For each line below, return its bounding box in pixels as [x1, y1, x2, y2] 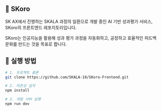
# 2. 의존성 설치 [5, 84, 35, 89]
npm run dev [5, 101, 30, 106]
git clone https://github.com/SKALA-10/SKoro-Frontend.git [5, 74, 129, 80]
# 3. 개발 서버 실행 [5, 97, 41, 102]
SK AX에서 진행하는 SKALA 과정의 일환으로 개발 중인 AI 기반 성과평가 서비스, [5, 18, 153, 24]
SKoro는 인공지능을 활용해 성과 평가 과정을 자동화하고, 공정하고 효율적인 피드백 [5, 35, 157, 41]
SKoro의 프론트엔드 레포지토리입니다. [5, 24, 77, 30]
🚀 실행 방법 [5, 57, 37, 65]
